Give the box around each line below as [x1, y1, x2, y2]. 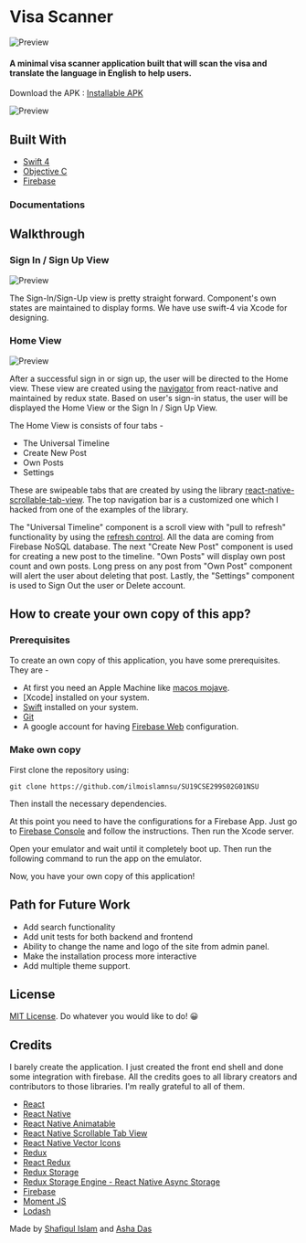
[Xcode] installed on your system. [22, 692, 150, 703]
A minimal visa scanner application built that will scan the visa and [9, 58, 268, 69]
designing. [9, 312, 49, 323]
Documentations [9, 198, 85, 211]
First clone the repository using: [9, 764, 130, 775]
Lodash [22, 1206, 52, 1216]
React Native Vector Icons [22, 1138, 121, 1149]
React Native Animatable [22, 1118, 116, 1130]
